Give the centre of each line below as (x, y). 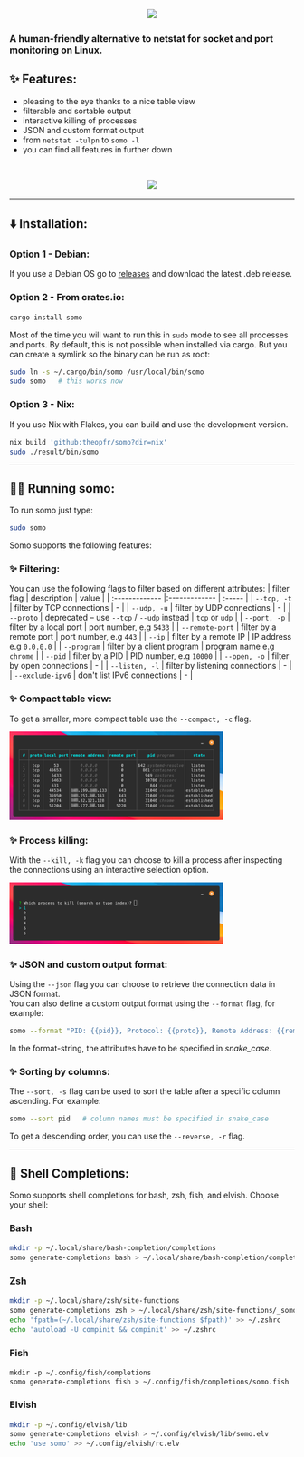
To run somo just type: (51, 510)
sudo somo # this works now (66, 381)
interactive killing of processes (80, 120)
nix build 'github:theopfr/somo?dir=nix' (89, 442)
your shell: (29, 1205)
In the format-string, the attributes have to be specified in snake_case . (141, 1049)
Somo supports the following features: (81, 545)
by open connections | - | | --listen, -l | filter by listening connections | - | (151, 666)
